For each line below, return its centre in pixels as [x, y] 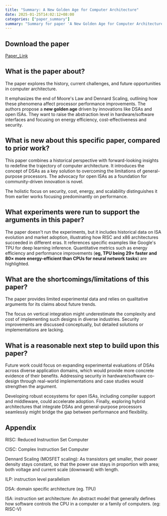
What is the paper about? [45, 71]
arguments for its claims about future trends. [51, 304]
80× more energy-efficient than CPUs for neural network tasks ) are [76, 258]
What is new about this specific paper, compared [83, 141]
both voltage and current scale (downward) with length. [62, 469]
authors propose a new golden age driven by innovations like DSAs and [79, 109]
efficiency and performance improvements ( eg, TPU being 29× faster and [81, 253]
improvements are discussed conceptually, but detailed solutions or [75, 325]
